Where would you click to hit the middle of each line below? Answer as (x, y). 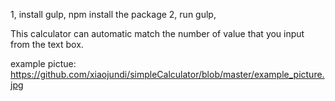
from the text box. (47, 44)
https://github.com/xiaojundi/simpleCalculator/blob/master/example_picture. (167, 74)
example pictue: (43, 63)
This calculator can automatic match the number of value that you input (157, 33)
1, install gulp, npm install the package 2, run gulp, (113, 14)
